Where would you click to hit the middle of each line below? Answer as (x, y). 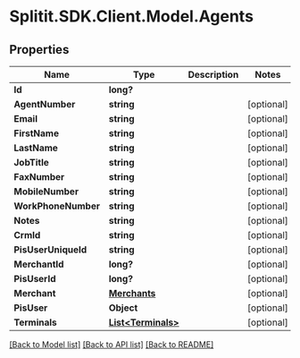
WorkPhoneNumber (57, 206)
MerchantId (39, 264)
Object (123, 308)
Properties (39, 50)
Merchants (132, 293)
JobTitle (31, 162)
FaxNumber (39, 177)
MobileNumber (46, 192)
